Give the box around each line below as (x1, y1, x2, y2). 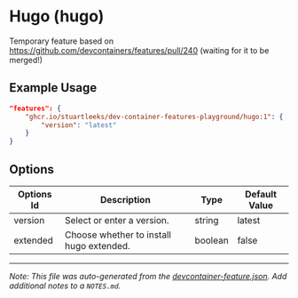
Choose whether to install (65, 229, 171, 241)
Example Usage (9, 80, 98, 95)
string (194, 213, 219, 226)
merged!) (9, 54, 43, 65)
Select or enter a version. (65, 213, 170, 226)
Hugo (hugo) (9, 6, 105, 27)
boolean (194, 234, 229, 246)
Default (245, 188, 278, 200)
